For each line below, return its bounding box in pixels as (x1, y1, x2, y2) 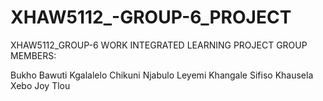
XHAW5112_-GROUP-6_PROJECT (10, 6, 292, 29)
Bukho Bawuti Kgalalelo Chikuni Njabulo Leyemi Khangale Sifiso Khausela (10, 69, 314, 81)
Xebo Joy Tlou (10, 79, 71, 91)
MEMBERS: (10, 49, 57, 61)
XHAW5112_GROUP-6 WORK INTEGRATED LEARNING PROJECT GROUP (10, 39, 308, 51)
